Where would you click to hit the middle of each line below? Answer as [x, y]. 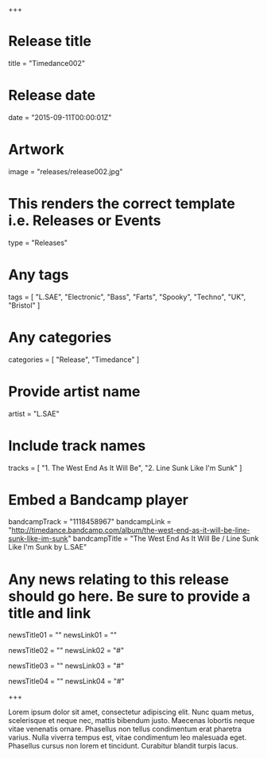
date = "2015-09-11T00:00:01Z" [60, 117]
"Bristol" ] [24, 305]
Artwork [37, 150]
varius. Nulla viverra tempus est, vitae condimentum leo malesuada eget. [128, 737]
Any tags [39, 274]
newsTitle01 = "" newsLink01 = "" [63, 635]
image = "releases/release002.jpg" [66, 171]
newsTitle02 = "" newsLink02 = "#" [66, 651]
